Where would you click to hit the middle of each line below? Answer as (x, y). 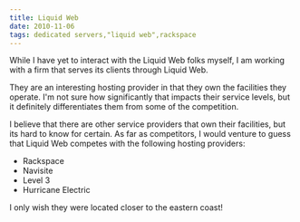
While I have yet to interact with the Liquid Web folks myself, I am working (147, 61)
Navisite (38, 171)
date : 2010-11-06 (42, 26)
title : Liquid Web (44, 18)
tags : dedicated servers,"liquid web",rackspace (103, 34)
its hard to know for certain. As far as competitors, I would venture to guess (150, 134)
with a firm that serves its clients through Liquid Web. (109, 70)
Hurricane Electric (56, 190)
